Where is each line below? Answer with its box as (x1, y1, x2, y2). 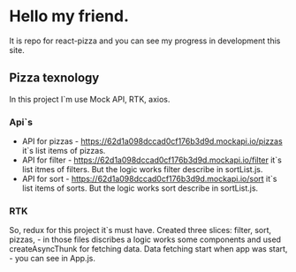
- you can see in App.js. (9, 253, 95, 264)
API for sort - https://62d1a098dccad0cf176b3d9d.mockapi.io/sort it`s (21, 174, 277, 185)
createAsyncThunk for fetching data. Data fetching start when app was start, (9, 244, 288, 254)
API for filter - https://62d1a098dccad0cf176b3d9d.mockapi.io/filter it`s (21, 155, 283, 165)
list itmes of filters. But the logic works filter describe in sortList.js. (21, 164, 263, 175)
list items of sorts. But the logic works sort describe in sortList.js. (21, 183, 259, 193)
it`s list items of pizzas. (21, 146, 106, 156)
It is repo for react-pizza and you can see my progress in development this (9, 35, 281, 46)
